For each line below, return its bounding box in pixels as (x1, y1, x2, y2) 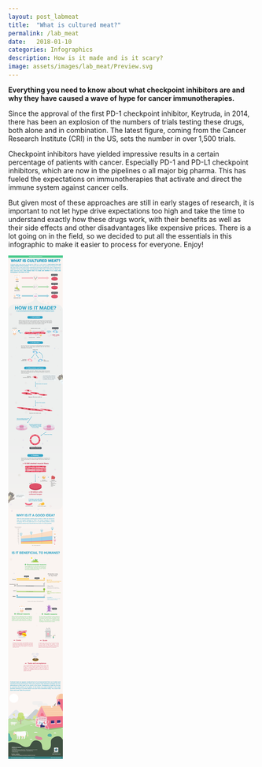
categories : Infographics (8, 46, 93, 54)
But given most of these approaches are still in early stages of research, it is (8, 198, 255, 207)
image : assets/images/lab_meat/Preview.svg (8, 63, 153, 71)
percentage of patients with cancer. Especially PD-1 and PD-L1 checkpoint (8, 157, 249, 167)
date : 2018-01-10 (8, 38, 72, 46)
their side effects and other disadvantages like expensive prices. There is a (8, 223, 252, 232)
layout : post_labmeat (8, 13, 79, 20)
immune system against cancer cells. (8, 182, 128, 192)
